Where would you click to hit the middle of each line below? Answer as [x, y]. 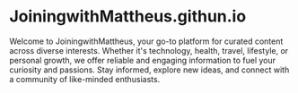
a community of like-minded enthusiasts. [85, 79]
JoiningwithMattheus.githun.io [128, 17]
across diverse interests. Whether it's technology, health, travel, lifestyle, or [149, 50]
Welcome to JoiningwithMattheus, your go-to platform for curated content [146, 41]
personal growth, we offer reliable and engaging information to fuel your [143, 60]
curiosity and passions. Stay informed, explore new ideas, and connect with [149, 70]
